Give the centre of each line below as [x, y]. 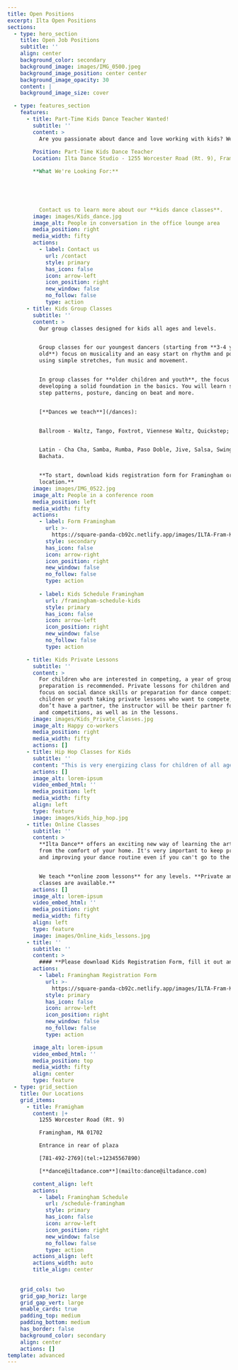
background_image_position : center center [84, 73]
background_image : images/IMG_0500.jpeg [80, 67]
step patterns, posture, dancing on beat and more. [117, 393]
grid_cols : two [42, 1289]
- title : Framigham [55, 1107]
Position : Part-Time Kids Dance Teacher [93, 152]
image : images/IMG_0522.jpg [74, 489]
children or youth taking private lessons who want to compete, [136, 699]
